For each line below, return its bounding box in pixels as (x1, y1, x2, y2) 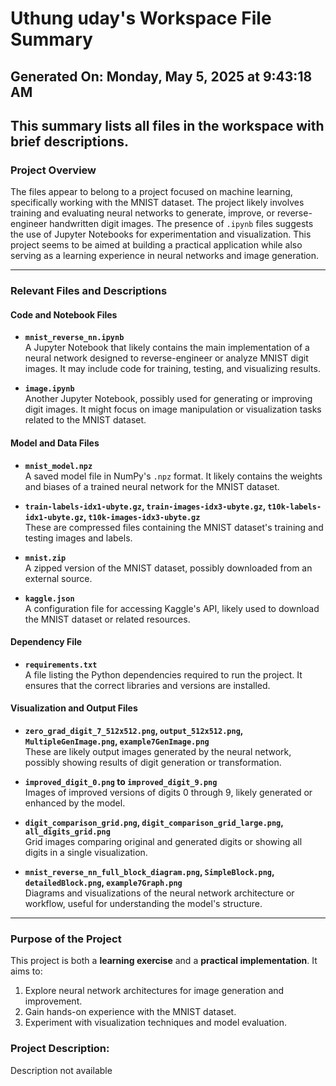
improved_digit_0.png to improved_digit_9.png (24, 776, 218, 787)
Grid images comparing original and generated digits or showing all (24, 836, 303, 847)
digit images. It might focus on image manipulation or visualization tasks (24, 403, 322, 416)
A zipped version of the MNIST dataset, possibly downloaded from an (24, 562, 313, 574)
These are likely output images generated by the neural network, (24, 746, 292, 757)
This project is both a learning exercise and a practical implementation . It (10, 955, 318, 967)
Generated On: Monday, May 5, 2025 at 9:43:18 (10, 68, 313, 85)
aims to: (10, 965, 43, 977)
